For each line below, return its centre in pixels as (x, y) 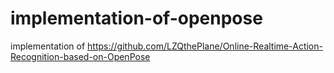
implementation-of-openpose (136, 18)
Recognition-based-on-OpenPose (80, 56)
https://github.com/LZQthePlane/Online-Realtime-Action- (205, 46)
